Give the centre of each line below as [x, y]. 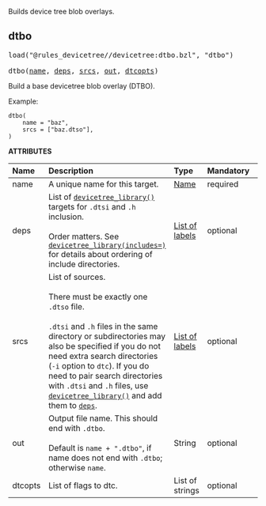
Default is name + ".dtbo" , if [100, 447]
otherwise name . [78, 467]
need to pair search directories [106, 376]
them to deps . [73, 405]
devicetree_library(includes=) [107, 245]
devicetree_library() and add [105, 395]
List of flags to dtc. [83, 485]
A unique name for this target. [104, 183]
